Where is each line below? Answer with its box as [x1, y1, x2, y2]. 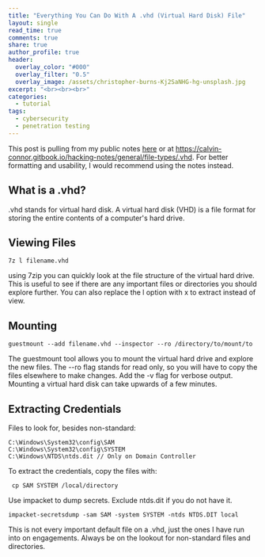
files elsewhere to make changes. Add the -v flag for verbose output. [8, 371, 233, 380]
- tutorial [15, 100, 51, 108]
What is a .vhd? [8, 184, 87, 197]
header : [8, 56, 34, 64]
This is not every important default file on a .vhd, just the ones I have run [8, 525, 245, 534]
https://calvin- [175, 143, 222, 153]
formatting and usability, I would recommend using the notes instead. [8, 160, 234, 170]
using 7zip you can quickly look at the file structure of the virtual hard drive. [8, 271, 255, 280]
